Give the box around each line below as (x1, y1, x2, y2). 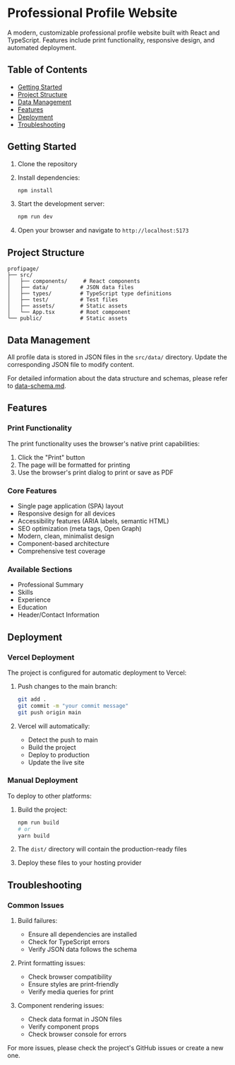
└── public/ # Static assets (7, 315, 128, 322)
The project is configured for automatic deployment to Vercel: (7, 668, 187, 677)
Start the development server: (17, 199, 105, 208)
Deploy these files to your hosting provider (17, 859, 142, 867)
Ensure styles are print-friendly (28, 980, 119, 989)
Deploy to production (28, 750, 90, 759)
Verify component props (28, 1023, 100, 1031)
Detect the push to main (28, 735, 98, 744)
